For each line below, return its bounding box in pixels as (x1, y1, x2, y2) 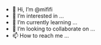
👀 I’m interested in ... (12, 12, 64, 19)
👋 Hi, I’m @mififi (12, 6, 53, 13)
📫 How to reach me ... (12, 32, 69, 39)
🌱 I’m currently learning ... (12, 19, 78, 26)
